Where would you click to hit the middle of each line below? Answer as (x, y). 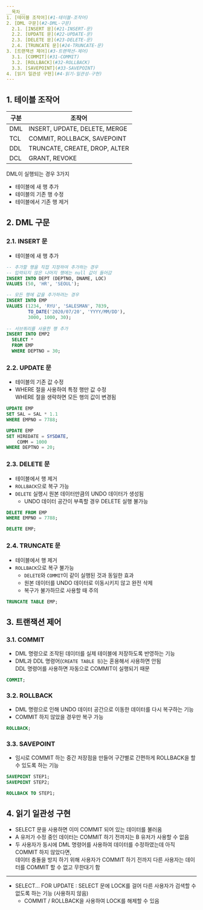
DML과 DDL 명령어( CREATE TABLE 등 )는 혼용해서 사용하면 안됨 (88, 661)
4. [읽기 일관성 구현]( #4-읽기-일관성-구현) (54, 74)
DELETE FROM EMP (27, 512)
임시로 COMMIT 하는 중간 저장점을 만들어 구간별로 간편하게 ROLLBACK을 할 (105, 758)
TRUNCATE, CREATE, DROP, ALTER (79, 149)
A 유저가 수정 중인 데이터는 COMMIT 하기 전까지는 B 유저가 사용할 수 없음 (102, 837)
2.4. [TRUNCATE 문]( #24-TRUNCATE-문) (58, 46)
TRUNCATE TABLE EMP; (32, 602)
